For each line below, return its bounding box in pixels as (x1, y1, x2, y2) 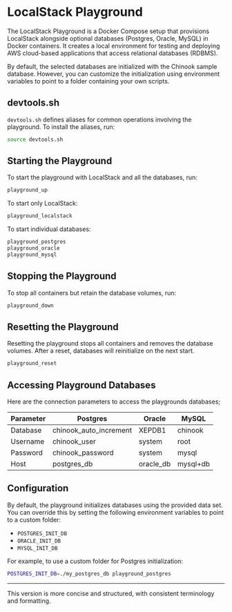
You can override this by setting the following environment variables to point (7, 508, 224, 516)
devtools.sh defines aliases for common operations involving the (7, 115, 192, 124)
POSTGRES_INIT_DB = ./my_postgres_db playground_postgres (7, 570, 171, 577)
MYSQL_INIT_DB (17, 544, 58, 552)
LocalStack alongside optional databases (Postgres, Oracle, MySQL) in (7, 34, 209, 42)
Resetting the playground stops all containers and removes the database (7, 339, 213, 348)
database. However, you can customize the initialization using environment (7, 70, 220, 78)
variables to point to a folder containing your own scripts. (7, 77, 170, 85)
